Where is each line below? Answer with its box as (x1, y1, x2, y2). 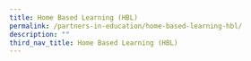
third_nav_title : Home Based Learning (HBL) (9, 38, 178, 48)
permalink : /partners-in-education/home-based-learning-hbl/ (9, 22, 243, 30)
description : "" (9, 30, 70, 39)
